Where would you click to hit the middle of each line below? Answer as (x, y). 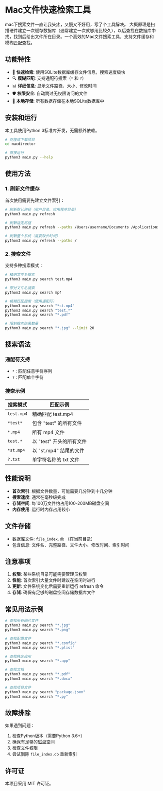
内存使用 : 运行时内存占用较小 (41, 509)
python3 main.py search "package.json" (45, 692)
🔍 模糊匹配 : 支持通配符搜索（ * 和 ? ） (49, 78)
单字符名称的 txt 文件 (56, 460)
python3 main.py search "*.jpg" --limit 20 (50, 328)
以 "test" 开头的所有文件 (60, 441)
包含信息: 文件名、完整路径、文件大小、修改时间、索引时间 (71, 545)
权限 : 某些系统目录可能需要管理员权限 (49, 574)
